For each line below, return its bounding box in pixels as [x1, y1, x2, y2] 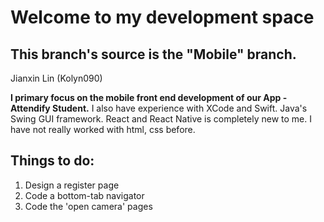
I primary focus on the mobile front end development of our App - [10, 92, 288, 103]
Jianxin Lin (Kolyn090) [10, 72, 103, 84]
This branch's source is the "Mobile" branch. [10, 46, 297, 63]
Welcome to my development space [10, 6, 315, 29]
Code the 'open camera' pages [24, 200, 153, 212]
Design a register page [24, 179, 120, 191]
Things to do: [10, 152, 95, 170]
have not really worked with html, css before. [10, 124, 196, 135]
